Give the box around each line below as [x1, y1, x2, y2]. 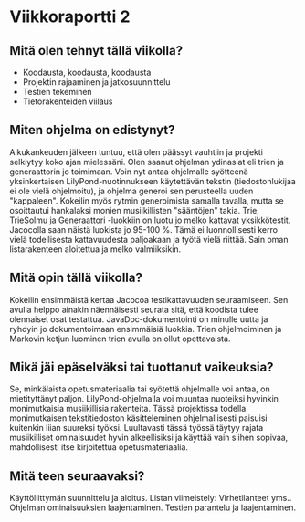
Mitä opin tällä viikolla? [9, 270, 143, 286]
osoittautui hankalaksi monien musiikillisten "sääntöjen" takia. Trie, [9, 204, 260, 215]
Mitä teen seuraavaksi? [9, 468, 145, 484]
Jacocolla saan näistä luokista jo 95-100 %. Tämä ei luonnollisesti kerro [9, 224, 279, 235]
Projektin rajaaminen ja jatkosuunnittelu [22, 77, 171, 88]
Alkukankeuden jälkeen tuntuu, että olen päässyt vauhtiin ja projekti [9, 146, 263, 157]
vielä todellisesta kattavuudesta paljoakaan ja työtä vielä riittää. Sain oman [9, 234, 289, 245]
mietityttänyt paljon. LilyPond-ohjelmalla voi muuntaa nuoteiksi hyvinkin [9, 393, 279, 404]
